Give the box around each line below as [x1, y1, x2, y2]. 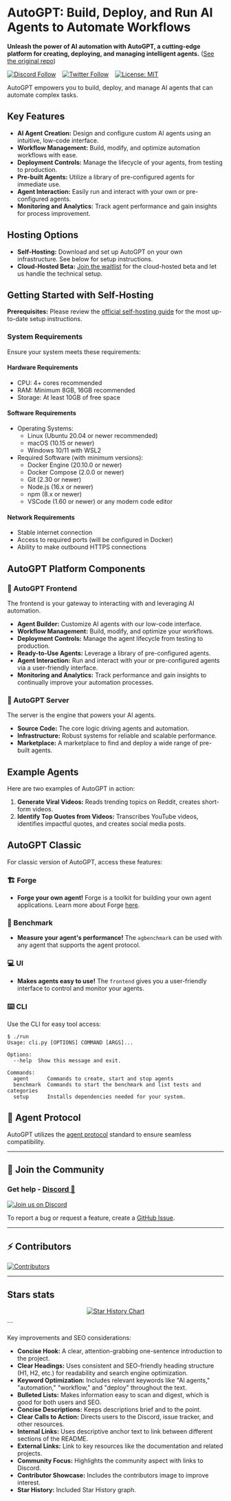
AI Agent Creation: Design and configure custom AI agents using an [16, 129, 211, 137]
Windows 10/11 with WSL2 [27, 446, 102, 454]
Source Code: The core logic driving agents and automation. [16, 724, 190, 733]
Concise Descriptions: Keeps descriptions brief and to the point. [16, 1405, 201, 1414]
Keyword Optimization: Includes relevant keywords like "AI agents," [16, 1377, 210, 1385]
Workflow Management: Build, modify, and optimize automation [16, 143, 201, 152]
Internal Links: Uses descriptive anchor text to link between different [16, 1427, 213, 1436]
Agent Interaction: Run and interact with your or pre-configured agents [16, 656, 220, 664]
